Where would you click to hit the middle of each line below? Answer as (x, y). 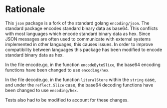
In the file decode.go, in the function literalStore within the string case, (81, 79)
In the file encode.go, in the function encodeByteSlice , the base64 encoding (83, 64)
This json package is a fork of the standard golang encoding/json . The (77, 23)
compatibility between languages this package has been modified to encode (84, 49)
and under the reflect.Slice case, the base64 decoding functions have (79, 85)
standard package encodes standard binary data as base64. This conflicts (82, 28)
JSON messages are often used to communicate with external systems (78, 39)
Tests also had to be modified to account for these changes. (67, 100)
